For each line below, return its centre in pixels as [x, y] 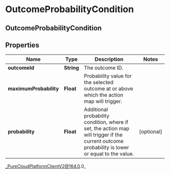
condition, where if [106, 122]
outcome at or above [108, 89]
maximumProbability [33, 89]
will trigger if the [103, 135]
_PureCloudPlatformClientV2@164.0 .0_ [46, 166]
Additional [96, 110]
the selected [99, 82]
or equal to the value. [109, 154]
